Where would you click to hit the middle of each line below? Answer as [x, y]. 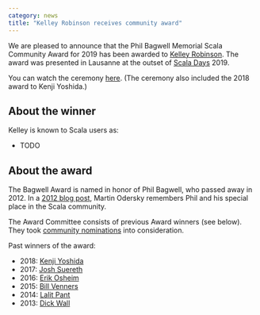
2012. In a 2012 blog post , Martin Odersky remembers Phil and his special [128, 198]
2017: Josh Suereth [51, 270]
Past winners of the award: [52, 246]
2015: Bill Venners [49, 286]
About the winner [52, 111]
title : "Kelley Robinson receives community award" [95, 23]
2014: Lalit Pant [45, 295]
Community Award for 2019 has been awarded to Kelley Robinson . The [124, 54]
